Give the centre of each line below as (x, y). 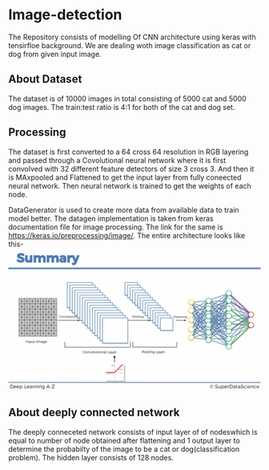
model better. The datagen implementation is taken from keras (111, 218)
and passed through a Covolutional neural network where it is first (117, 160)
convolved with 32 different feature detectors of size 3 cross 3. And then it (131, 168)
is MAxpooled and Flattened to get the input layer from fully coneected (125, 177)
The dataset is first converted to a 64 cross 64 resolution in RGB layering (128, 152)
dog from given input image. (55, 54)
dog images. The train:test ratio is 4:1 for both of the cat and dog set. (122, 107)
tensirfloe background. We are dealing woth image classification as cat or (130, 45)
